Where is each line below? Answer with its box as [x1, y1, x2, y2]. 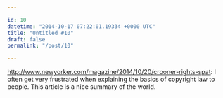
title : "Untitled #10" [7, 29, 74, 36]
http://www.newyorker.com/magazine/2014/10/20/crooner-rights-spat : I [7, 68, 217, 76]
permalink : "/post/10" [7, 43, 74, 50]
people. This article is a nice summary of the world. [7, 83, 156, 91]
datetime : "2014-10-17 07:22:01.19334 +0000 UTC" [7, 22, 156, 30]
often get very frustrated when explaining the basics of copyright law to [7, 75, 215, 84]
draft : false [7, 36, 46, 43]
